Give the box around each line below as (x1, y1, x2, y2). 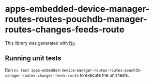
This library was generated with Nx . (5, 40, 76, 46)
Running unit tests (5, 54, 62, 63)
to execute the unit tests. (79, 72, 129, 78)
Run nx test (5, 67, 30, 73)
